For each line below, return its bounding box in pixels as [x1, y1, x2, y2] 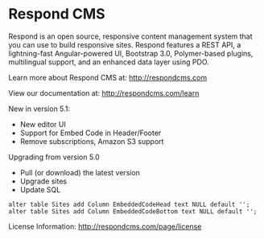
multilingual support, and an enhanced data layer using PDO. [8, 57, 209, 67]
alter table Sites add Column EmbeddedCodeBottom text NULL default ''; [8, 207, 258, 216]
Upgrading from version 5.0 [8, 152, 101, 162]
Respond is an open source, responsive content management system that [8, 31, 253, 41]
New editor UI [19, 119, 66, 129]
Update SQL [19, 184, 61, 194]
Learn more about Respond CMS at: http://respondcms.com [8, 72, 208, 82]
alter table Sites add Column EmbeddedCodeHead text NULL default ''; [8, 200, 250, 208]
